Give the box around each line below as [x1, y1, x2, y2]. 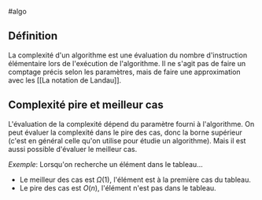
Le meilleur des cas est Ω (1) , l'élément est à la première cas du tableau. [19, 175, 252, 184]
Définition [8, 29, 57, 43]
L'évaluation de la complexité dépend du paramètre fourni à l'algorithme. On [8, 119, 255, 128]
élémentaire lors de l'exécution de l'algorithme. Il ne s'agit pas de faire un [8, 58, 246, 68]
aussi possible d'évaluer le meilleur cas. [8, 144, 138, 154]
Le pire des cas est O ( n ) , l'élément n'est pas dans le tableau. [19, 183, 216, 192]
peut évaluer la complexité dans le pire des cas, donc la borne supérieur [8, 128, 242, 137]
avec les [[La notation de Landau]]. [8, 75, 122, 85]
